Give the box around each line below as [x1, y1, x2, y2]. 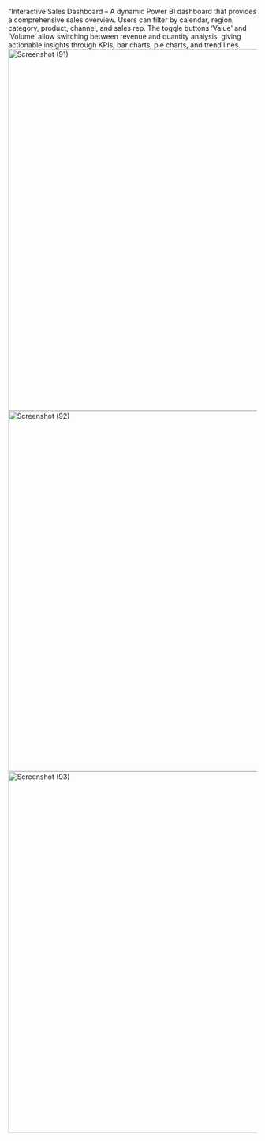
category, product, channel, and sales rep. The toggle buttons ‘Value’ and [8, 24, 247, 32]
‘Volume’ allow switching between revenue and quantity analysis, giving [8, 32, 242, 41]
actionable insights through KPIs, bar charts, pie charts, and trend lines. [8, 40, 241, 50]
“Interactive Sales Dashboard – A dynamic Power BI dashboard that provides [8, 7, 257, 16]
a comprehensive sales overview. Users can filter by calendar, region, [8, 15, 234, 24]
